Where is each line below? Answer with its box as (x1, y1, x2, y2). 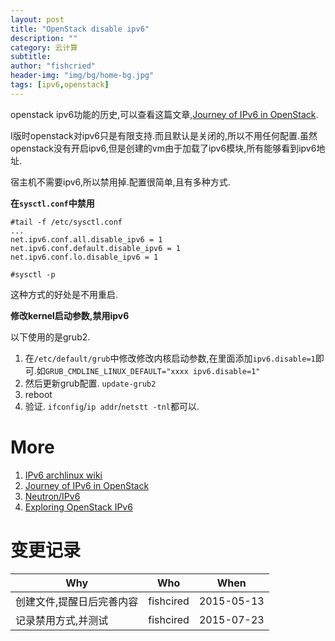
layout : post (10, 14, 65, 25)
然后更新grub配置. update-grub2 (24, 377, 157, 389)
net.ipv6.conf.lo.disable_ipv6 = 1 (10, 252, 159, 262)
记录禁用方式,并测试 (15, 613, 109, 627)
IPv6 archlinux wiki (24, 469, 103, 481)
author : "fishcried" (10, 61, 97, 71)
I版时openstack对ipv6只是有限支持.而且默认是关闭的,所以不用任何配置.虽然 (10, 129, 318, 141)
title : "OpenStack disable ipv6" (10, 24, 150, 34)
